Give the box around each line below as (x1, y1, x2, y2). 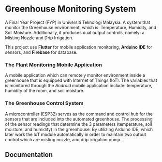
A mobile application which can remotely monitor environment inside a (5, 73, 146, 78)
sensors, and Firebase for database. (5, 49, 78, 55)
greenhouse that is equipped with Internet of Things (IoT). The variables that (5, 77, 157, 83)
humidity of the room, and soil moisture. (5, 88, 85, 94)
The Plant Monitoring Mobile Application (5, 61, 103, 68)
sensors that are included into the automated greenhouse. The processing (5, 116, 153, 122)
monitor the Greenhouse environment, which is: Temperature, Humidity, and (5, 24, 156, 30)
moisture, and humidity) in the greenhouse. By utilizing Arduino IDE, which (5, 126, 153, 132)
